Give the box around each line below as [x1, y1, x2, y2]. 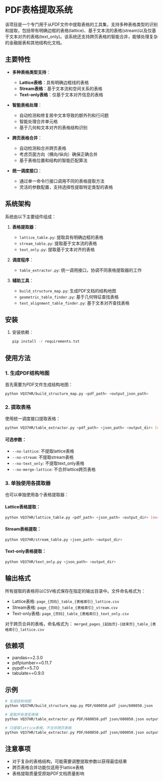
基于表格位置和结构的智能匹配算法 [19, 157, 88, 163]
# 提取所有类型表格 [5, 712, 39, 717]
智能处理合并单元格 [19, 118, 58, 124]
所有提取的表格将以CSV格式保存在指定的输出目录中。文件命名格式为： [5, 588, 146, 594]
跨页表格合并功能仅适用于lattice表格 [12, 764, 84, 770]
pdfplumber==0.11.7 [12, 660, 52, 666]
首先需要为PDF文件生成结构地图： [5, 381, 73, 387]
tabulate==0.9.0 [12, 670, 45, 676]
